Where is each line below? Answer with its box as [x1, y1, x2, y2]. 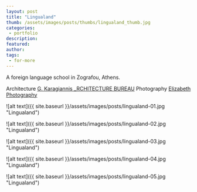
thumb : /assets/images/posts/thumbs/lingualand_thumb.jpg [6, 19, 151, 25]
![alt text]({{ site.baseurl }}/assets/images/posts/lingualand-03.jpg [6, 138, 166, 145]
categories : [6, 25, 35, 31]
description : [6, 36, 38, 42]
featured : [6, 42, 30, 47]
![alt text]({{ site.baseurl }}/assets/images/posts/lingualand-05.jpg [6, 173, 166, 180]
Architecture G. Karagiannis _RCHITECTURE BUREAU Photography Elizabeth [6, 85, 191, 92]
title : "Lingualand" [6, 14, 57, 20]
